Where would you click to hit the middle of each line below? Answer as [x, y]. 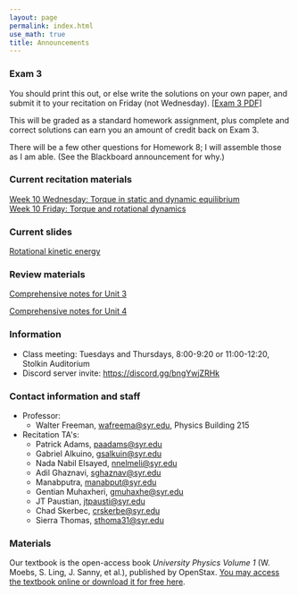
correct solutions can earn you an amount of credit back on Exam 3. [134, 130]
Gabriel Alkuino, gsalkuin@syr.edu [99, 454]
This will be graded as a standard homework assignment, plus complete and [149, 120]
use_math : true [37, 34]
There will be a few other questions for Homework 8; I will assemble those [145, 147]
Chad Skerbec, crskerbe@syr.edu [98, 511]
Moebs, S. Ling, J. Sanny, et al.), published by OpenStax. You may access [145, 573]
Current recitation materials [70, 180]
